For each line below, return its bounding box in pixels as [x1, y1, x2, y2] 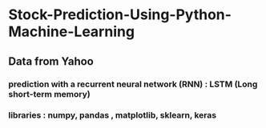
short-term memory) [8, 88, 91, 99]
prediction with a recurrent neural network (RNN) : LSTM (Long [8, 78, 258, 90]
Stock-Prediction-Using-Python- [8, 6, 232, 24]
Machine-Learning [8, 22, 135, 41]
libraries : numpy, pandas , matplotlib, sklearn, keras [8, 110, 217, 121]
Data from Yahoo [8, 54, 94, 68]
